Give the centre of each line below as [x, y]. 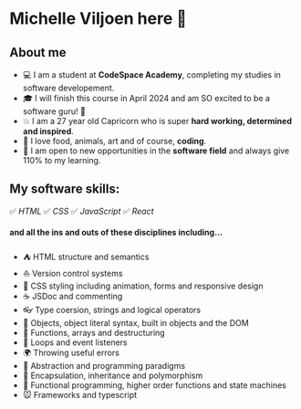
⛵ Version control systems [73, 274]
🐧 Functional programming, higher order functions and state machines [155, 385]
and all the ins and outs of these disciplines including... [116, 233]
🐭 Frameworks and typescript [80, 395]
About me [38, 52]
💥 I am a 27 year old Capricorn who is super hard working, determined [157, 121]
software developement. [68, 88]
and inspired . [48, 131]
